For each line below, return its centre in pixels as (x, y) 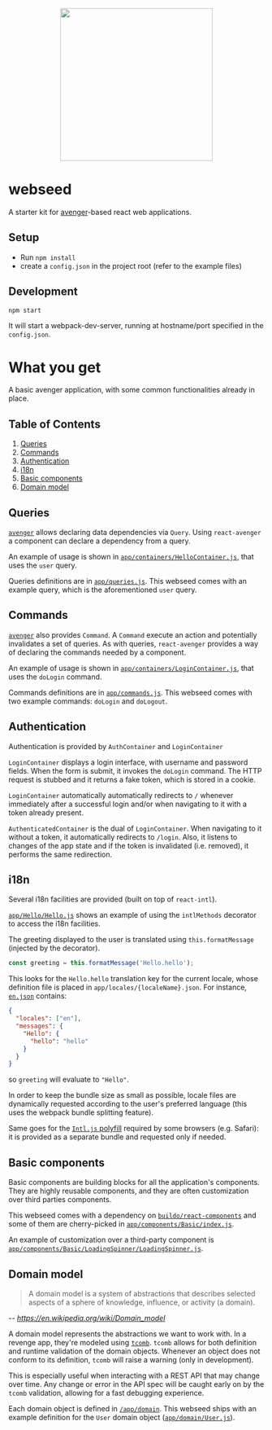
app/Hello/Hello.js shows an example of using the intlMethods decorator (133, 915)
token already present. (46, 812)
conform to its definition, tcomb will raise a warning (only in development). (131, 1359)
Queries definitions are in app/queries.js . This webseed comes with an (128, 581)
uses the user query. (43, 565)
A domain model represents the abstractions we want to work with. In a (127, 1333)
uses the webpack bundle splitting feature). (81, 1112)
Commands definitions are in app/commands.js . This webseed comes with (131, 692)
